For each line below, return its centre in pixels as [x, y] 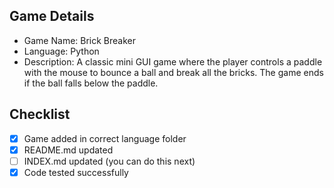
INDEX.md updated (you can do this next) [109, 161]
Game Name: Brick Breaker [80, 40]
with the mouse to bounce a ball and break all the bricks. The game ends [173, 72]
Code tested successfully [76, 172]
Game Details [52, 16]
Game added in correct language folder [105, 138]
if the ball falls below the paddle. [91, 83]
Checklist [40, 114]
